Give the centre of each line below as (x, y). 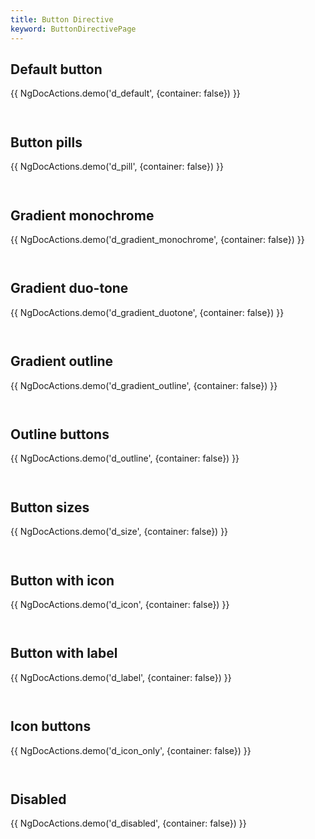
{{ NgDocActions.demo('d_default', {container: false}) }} (125, 93)
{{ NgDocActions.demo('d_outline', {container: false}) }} (125, 458)
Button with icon (62, 580)
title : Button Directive (62, 19)
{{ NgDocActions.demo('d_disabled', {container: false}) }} (128, 823)
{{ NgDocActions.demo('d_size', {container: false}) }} (119, 532)
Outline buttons (60, 434)
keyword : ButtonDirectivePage (73, 29)
